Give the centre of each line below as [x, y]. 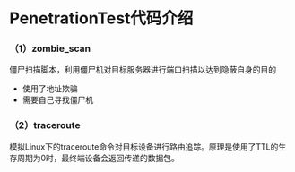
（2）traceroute [45, 125]
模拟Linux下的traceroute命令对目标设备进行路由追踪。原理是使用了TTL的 [144, 146]
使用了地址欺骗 [50, 89]
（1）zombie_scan [50, 48]
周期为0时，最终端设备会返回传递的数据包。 [98, 158]
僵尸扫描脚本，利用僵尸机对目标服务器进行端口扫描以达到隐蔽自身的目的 [143, 70]
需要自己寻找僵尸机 [58, 100]
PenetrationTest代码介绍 [101, 18]
